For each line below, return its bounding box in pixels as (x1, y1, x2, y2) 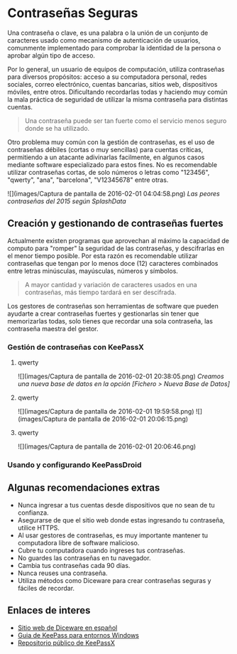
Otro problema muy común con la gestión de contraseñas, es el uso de (7, 137, 215, 146)
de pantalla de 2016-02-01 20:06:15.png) (68, 414, 189, 424)
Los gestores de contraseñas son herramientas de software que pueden (7, 301, 219, 310)
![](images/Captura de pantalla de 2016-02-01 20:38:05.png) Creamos (17, 372, 225, 381)
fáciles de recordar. (17, 584, 75, 592)
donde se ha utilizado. (24, 124, 90, 132)
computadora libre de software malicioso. (17, 538, 140, 547)
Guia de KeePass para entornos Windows (17, 631, 140, 639)
